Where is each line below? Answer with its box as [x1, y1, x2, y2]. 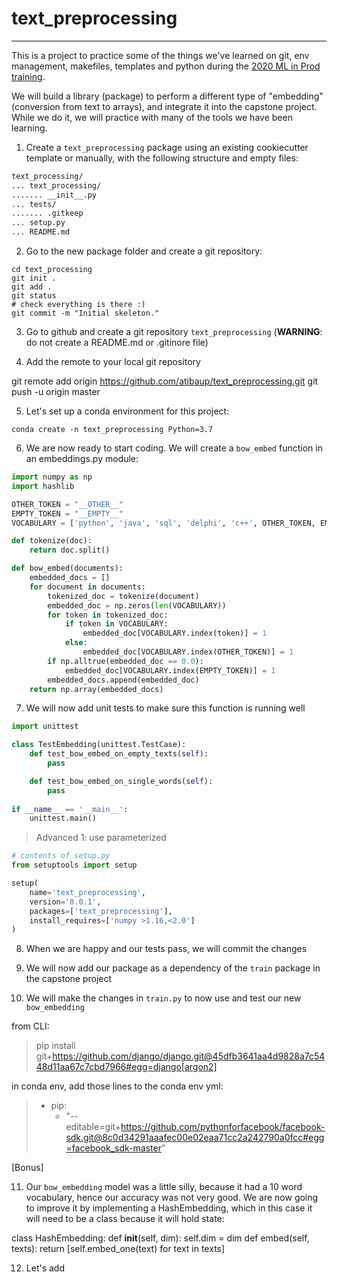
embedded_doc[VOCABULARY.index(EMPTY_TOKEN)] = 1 [64, 665, 276, 676]
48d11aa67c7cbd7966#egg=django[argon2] [35, 1061, 218, 1073]
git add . [11, 282, 53, 292]
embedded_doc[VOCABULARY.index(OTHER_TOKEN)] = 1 [82, 647, 294, 657]
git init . [11, 273, 57, 284]
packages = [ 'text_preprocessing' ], [29, 906, 173, 916]
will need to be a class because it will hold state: [25, 1213, 225, 1225]
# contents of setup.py [11, 851, 111, 861]
